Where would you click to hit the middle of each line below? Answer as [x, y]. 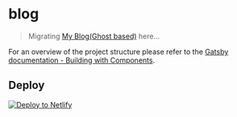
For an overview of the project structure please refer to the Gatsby [118, 51]
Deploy [27, 85]
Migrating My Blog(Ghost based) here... [94, 36]
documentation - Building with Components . [82, 60]
